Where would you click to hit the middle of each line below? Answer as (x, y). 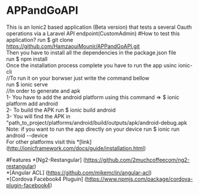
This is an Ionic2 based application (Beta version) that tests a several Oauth (99, 27)
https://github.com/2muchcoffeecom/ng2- (137, 160)
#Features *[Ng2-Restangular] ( (46, 160)
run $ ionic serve (27, 84)
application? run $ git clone (40, 40)
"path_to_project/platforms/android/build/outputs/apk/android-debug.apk (97, 122)
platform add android (32, 103)
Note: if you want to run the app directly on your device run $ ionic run (93, 129)
